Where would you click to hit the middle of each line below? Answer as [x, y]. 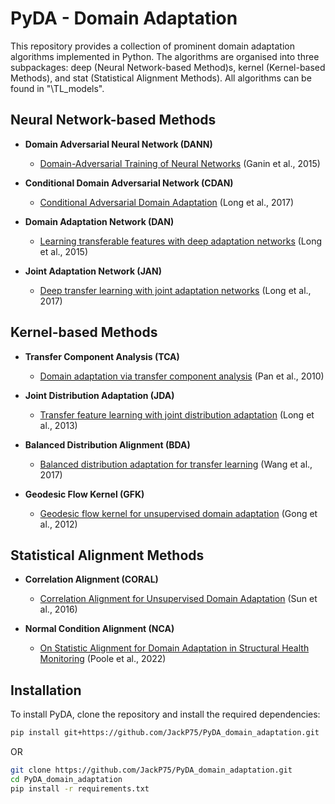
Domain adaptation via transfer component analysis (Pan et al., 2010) [182, 376]
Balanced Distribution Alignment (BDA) [107, 444]
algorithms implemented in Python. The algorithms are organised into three [165, 56]
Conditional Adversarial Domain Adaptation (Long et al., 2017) [167, 202]
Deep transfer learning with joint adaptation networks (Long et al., [175, 290]
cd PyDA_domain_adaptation [66, 779]
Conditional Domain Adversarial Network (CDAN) [129, 183]
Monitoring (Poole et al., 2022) [103, 659]
